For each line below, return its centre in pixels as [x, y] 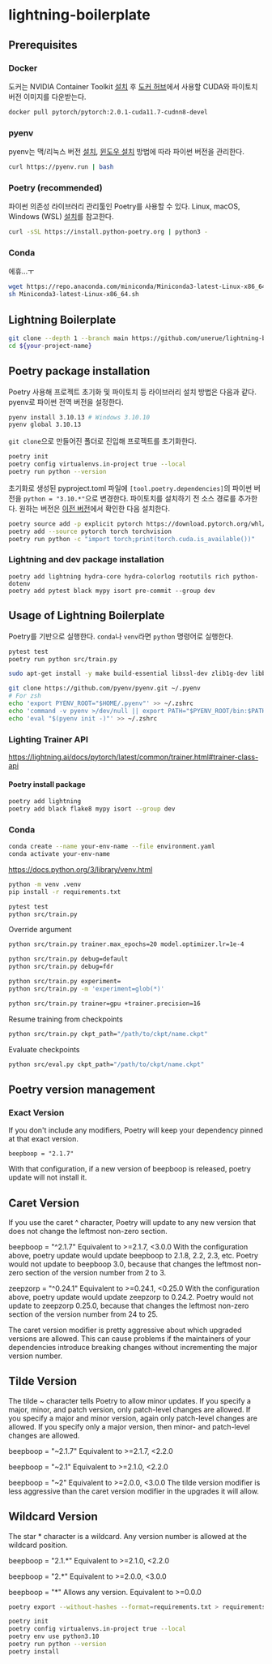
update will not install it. [48, 1177]
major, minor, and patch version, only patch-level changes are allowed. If [130, 1409]
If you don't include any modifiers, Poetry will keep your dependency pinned [136, 1130]
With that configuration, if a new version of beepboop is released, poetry [130, 1169]
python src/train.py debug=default [68, 959]
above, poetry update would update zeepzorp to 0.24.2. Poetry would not [131, 1296]
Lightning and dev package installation [86, 560]
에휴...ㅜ [21, 271]
